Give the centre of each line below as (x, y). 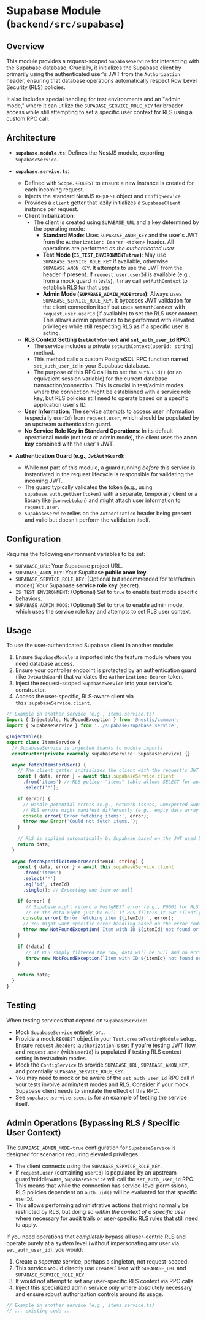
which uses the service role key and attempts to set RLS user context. (103, 611)
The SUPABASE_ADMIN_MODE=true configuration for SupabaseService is (91, 1148)
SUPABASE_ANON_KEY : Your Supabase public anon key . (82, 572)
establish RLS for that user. (77, 287)
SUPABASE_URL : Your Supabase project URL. (69, 566)
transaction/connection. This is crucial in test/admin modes (109, 385)
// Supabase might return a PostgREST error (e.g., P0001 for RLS (112, 907)
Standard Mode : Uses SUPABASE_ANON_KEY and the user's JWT (120, 235)
